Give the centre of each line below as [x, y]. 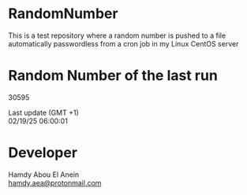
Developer [43, 153]
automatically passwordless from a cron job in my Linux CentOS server [123, 43]
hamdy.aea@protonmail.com [55, 182]
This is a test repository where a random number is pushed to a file [117, 35]
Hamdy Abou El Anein [44, 175]
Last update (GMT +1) [43, 112]
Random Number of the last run [113, 76]
